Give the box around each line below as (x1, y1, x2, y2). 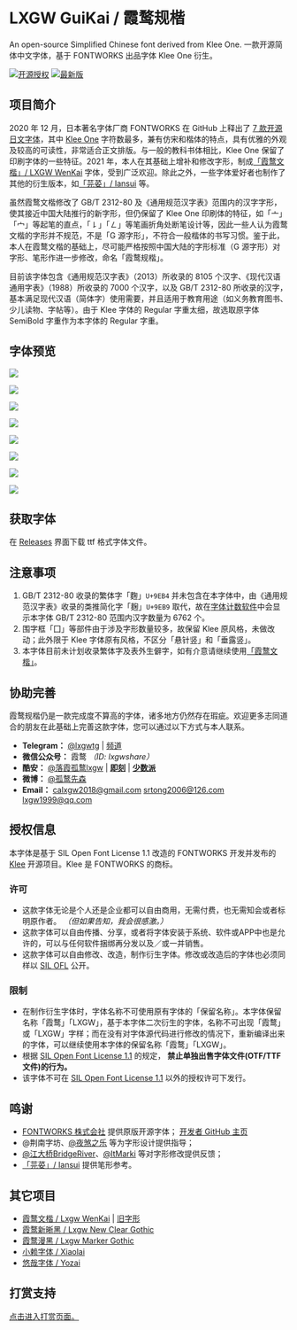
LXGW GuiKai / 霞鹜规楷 (9, 8, 186, 28)
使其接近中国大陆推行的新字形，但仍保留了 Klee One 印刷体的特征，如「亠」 (9, 207, 287, 218)
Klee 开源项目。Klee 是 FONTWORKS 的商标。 (9, 859, 179, 869)
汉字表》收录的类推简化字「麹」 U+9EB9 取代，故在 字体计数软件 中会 (29, 602, 273, 612)
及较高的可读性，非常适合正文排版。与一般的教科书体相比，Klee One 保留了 (9, 144, 286, 155)
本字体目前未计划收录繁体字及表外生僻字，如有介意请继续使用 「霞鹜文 (21, 646, 278, 657)
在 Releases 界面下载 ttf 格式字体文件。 (9, 537, 152, 548)
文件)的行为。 (21, 1062, 72, 1072)
